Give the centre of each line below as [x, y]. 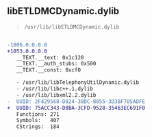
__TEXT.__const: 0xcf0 [48, 70]
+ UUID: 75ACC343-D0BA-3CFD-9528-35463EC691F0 [76, 108]
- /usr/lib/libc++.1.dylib [55, 89]
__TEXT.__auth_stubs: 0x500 [56, 64]
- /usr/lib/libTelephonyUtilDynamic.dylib [77, 82]
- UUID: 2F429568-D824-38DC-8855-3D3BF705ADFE [76, 102]
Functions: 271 [38, 114]
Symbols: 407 [38, 121]
